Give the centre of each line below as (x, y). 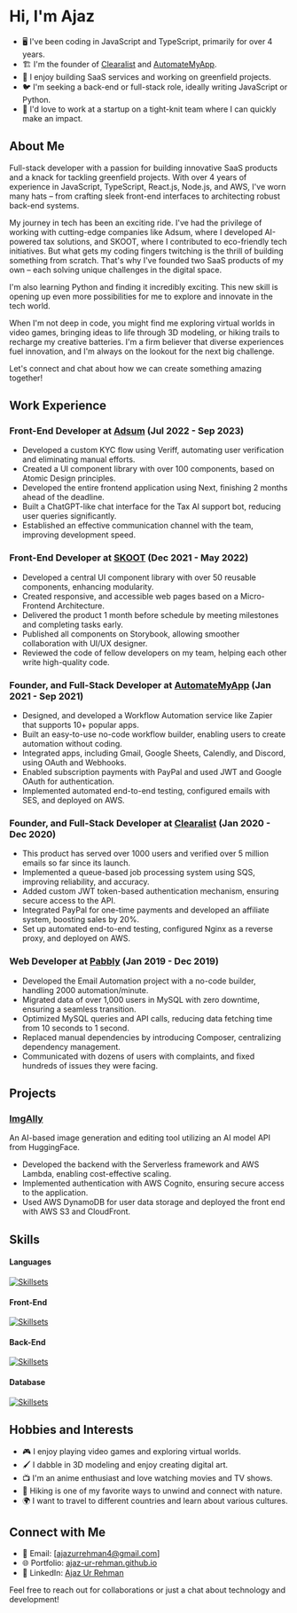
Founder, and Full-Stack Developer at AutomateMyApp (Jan (141, 685)
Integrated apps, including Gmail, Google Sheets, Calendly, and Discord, (154, 753)
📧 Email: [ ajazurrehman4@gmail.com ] (91, 1554)
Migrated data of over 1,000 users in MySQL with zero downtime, (141, 999)
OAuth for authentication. (68, 781)
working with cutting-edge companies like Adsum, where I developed (136, 231)
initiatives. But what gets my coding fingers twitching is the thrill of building (146, 251)
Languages (30, 1262)
